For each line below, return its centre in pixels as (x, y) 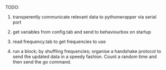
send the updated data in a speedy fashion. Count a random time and (85, 56)
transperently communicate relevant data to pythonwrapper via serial (84, 17)
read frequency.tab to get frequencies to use (59, 41)
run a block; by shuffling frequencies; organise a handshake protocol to (87, 51)
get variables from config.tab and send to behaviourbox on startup (82, 32)
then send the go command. (42, 62)
